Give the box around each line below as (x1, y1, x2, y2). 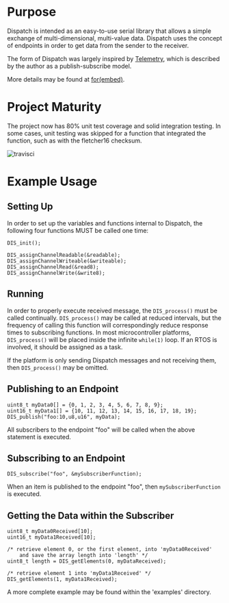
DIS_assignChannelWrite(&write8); (7, 269, 106, 276)
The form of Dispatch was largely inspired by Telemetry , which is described (7, 54, 220, 62)
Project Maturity (7, 99, 102, 115)
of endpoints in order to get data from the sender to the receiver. (7, 41, 189, 49)
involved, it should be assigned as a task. (7, 343, 123, 351)
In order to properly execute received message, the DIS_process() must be (7, 306, 217, 315)
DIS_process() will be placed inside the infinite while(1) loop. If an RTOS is (7, 335, 217, 343)
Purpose (7, 4, 57, 20)
